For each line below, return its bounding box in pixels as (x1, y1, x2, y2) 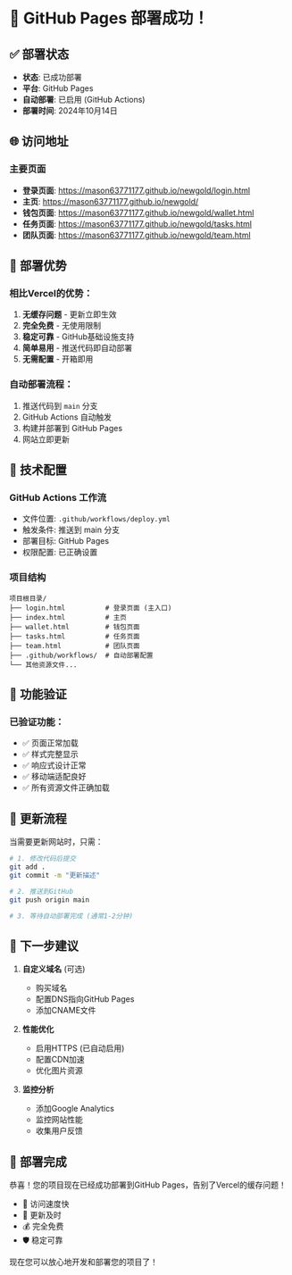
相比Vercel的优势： (9, 287, 94, 299)
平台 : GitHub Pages (21, 83, 94, 94)
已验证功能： (9, 715, 65, 728)
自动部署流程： (9, 379, 74, 391)
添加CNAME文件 (35, 1005, 96, 1016)
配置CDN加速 (35, 1054, 85, 1065)
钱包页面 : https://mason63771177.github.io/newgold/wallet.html (21, 207, 254, 218)
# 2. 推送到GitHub (9, 887, 74, 896)
